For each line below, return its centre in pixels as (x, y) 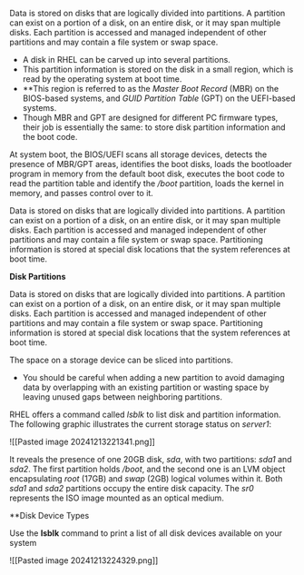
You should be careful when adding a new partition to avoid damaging (153, 377)
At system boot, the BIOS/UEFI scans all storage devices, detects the (138, 154)
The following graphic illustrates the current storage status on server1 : (141, 424)
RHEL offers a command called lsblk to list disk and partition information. (145, 414)
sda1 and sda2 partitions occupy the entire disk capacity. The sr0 (132, 488)
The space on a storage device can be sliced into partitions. (121, 360)
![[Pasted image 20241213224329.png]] (84, 560)
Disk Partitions (38, 277)
